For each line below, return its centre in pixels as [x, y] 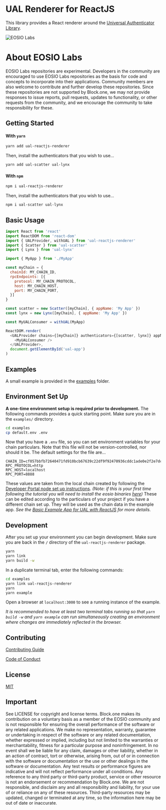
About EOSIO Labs [44, 57]
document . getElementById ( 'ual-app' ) [48, 349]
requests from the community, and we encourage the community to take [79, 103]
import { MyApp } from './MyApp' [40, 259]
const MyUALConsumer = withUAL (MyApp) [45, 322]
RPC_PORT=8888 [20, 474]
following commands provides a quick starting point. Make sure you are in [81, 414]
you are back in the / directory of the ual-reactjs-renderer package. [76, 542]
